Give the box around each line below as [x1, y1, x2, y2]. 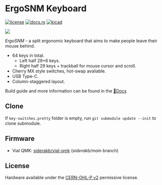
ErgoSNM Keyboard [5, 3, 87, 14]
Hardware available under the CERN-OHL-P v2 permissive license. [5, 175, 139, 181]
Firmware [5, 135, 35, 143]
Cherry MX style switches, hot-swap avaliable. [12, 68, 106, 74]
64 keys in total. [12, 52, 45, 58]
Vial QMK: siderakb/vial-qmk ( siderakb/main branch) [12, 147, 119, 153]
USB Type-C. [12, 73, 39, 79]
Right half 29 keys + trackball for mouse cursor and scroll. [19, 63, 137, 69]
